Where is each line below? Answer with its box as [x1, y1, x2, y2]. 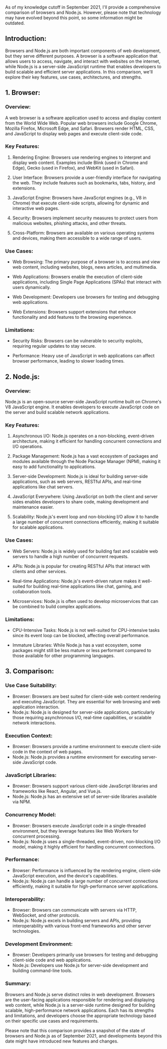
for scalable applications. [12, 524, 64, 530]
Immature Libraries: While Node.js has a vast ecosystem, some [12, 642, 142, 648]
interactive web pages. [12, 205, 60, 211]
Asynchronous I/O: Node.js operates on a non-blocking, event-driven [12, 433, 155, 439]
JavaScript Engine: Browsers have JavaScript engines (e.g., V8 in [12, 194, 147, 200]
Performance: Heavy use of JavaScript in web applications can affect [12, 353, 155, 359]
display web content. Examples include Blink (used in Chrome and [12, 159, 148, 166]
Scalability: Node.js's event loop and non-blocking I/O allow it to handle [12, 514, 159, 520]
